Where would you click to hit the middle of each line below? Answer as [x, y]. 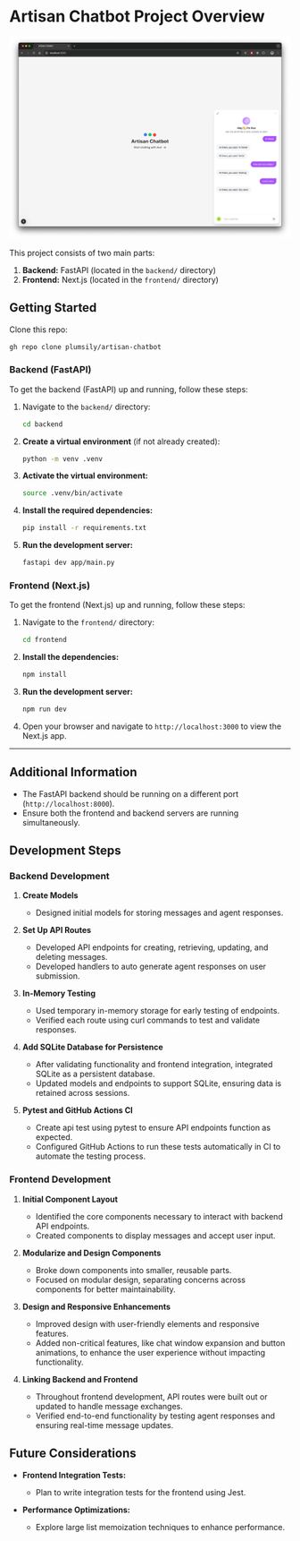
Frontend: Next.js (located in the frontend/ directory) [120, 279]
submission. [58, 976]
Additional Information [73, 772]
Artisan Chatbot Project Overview [137, 17]
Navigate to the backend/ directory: [86, 407]
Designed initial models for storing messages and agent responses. [159, 913]
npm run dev [44, 709]
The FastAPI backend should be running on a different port [130, 793]
